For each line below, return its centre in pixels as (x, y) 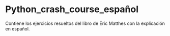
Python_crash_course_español (72, 9)
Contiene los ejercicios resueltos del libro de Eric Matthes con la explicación (85, 23)
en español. (18, 28)
